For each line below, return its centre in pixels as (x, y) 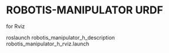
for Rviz (16, 26)
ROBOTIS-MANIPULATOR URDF (85, 10)
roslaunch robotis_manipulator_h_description (61, 37)
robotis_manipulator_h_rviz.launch (48, 44)
